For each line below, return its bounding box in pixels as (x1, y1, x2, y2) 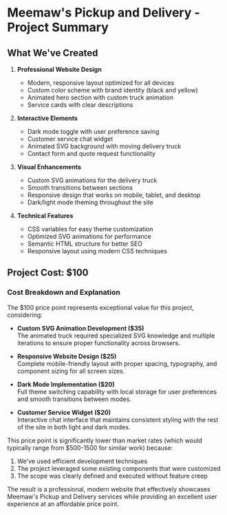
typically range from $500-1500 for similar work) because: (7, 443, 173, 451)
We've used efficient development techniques (17, 457, 148, 465)
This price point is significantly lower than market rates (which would (7, 436, 203, 445)
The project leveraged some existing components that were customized (17, 464, 221, 472)
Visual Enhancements (17, 163, 81, 171)
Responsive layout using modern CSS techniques (27, 247, 167, 255)
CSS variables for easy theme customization (27, 225, 153, 233)
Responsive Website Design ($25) (17, 352, 117, 360)
